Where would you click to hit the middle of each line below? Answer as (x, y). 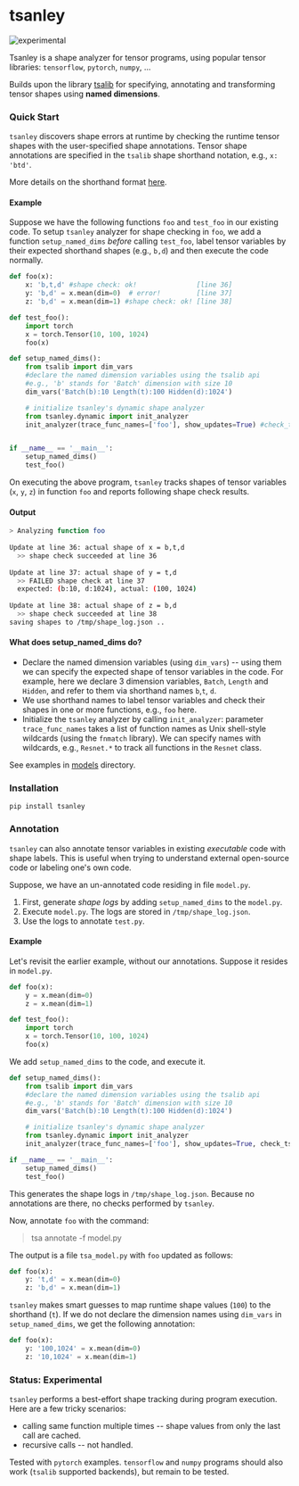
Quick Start (34, 117)
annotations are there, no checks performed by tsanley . (112, 1203)
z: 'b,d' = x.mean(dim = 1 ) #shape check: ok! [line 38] (129, 302)
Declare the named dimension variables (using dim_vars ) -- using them (152, 662)
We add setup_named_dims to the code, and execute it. (108, 1061)
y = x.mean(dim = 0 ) (59, 995)
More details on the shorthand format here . (88, 182)
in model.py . (31, 970)
